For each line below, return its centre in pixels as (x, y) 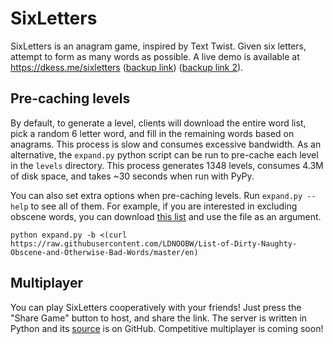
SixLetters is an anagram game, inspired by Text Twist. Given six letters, (158, 46)
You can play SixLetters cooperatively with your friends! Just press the (156, 307)
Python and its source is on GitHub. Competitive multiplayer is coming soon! (167, 328)
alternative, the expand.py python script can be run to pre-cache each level (164, 154)
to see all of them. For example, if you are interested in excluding (164, 206)
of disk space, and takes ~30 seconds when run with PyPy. (132, 176)
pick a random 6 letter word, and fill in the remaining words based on (152, 133)
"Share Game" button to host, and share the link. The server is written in (159, 318)
